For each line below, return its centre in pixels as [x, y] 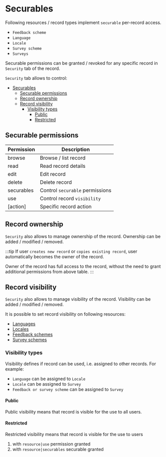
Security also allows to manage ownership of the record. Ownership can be [83, 236]
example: [14, 369]
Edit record [53, 174]
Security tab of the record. [33, 68]
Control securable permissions [76, 190]
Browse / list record [63, 158]
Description [76, 149]
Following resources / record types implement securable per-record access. [83, 22]
